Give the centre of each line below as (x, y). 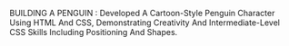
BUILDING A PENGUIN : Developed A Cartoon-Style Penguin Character (142, 13)
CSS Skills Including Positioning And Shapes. (94, 32)
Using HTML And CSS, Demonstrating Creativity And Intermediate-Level (144, 23)
